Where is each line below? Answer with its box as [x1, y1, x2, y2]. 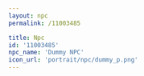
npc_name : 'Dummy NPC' [8, 49, 84, 57]
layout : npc [8, 11, 48, 20]
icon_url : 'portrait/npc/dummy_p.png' [8, 56, 138, 64]
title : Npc [8, 34, 45, 42]
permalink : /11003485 [8, 19, 81, 27]
